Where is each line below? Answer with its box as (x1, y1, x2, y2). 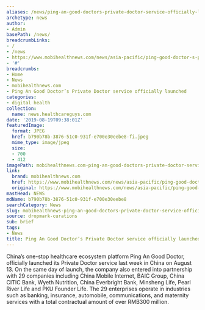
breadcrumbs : (6, 65, 40, 72)
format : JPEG (12, 128, 45, 134)
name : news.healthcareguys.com (12, 111, 92, 117)
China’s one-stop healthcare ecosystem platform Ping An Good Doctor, (6, 253, 185, 260)
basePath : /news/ (6, 32, 51, 38)
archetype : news (6, 15, 48, 21)
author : (6, 20, 26, 26)
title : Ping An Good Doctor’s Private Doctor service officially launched (6, 236, 201, 242)
